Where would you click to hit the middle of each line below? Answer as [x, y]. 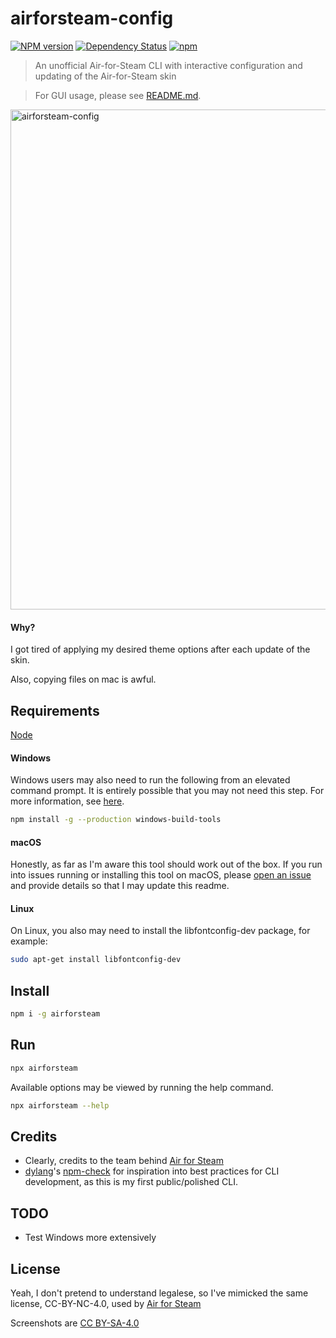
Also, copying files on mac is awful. [83, 679]
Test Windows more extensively [90, 1238]
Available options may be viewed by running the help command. [142, 1087]
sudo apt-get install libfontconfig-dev [96, 960]
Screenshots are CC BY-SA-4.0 [75, 1323]
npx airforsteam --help [60, 1105]
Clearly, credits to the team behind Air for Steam [124, 1161]
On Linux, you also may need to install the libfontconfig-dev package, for [160, 931]
